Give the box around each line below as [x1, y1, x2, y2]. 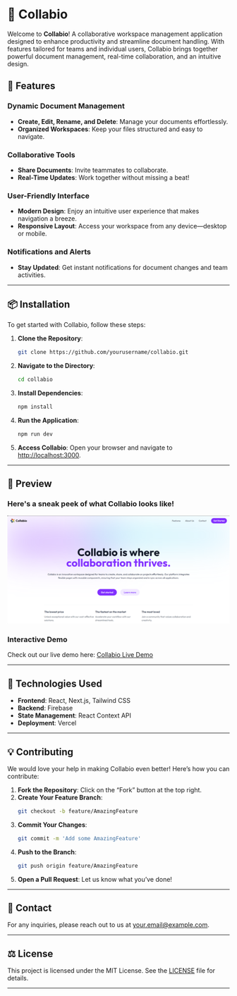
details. [7, 974, 29, 983]
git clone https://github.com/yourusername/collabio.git [17, 349, 189, 356]
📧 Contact [7, 902, 52, 914]
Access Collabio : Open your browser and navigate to [17, 443, 173, 452]
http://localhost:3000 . [17, 450, 81, 459]
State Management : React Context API [17, 711, 132, 720]
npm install [17, 403, 53, 411]
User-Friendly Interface [7, 190, 90, 200]
